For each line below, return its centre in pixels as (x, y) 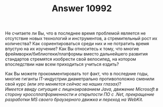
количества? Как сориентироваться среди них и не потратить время (77, 44)
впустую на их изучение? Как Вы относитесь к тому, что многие (72, 49)
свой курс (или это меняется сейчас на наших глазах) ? (63, 84)
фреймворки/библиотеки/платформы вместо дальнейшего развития (77, 54)
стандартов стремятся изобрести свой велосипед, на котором (71, 59)
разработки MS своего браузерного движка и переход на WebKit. (74, 100)
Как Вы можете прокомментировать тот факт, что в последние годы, (77, 74)
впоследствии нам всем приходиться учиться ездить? (62, 64)
